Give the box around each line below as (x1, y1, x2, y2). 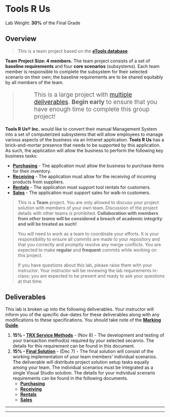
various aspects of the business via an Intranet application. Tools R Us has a (5, 136, 164, 142)
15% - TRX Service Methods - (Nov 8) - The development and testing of (12, 332, 164, 338)
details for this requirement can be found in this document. (12, 343, 135, 349)
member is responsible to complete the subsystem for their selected (5, 68, 148, 74)
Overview (5, 34, 37, 43)
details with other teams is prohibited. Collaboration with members (17, 210, 158, 216)
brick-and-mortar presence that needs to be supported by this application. (5, 142, 161, 148)
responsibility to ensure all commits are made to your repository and (17, 236, 160, 242)
